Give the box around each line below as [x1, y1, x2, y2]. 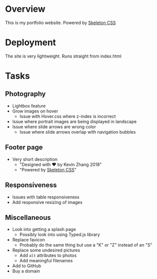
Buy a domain [12, 268, 40, 274]
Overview [5, 3, 46, 15]
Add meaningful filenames [19, 258, 73, 264]
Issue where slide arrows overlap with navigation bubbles [19, 129, 136, 135]
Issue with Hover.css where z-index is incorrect [19, 113, 116, 119]
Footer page [5, 143, 43, 152]
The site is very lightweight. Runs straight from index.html [5, 53, 122, 59]
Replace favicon [12, 237, 45, 243]
